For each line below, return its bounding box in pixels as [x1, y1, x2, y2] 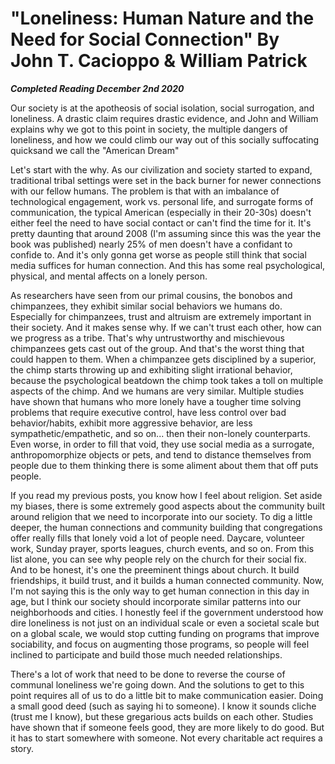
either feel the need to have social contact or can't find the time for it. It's [10, 217, 312, 229]
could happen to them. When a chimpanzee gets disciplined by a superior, [10, 353, 317, 365]
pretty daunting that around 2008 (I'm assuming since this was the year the [10, 227, 322, 239]
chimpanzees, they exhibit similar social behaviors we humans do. [10, 300, 283, 312]
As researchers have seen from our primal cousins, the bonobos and [10, 289, 293, 301]
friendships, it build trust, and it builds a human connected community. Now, [10, 574, 325, 586]
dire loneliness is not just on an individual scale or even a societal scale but [10, 617, 320, 629]
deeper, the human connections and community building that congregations [10, 521, 323, 533]
